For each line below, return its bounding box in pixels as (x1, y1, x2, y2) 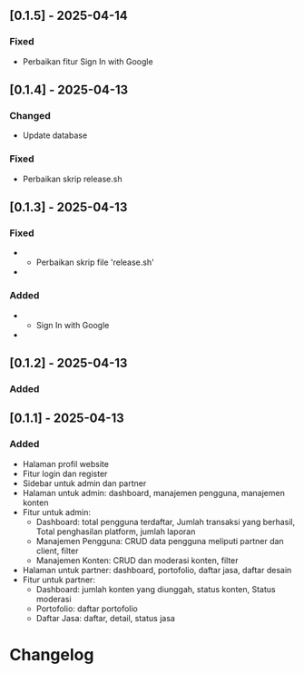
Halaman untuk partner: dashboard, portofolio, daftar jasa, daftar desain (22, 564, 292, 575)
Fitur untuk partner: (22, 574, 95, 585)
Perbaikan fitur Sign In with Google (22, 55, 153, 67)
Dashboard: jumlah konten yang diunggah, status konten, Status (35, 583, 276, 594)
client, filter (35, 545, 79, 556)
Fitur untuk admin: (22, 506, 91, 517)
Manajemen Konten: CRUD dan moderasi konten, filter (35, 554, 239, 566)
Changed (9, 110, 52, 122)
